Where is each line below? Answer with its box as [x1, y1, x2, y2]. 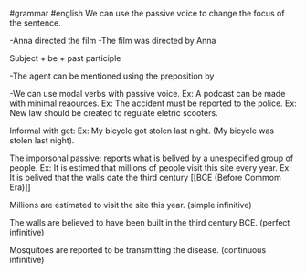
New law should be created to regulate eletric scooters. [9, 108, 218, 118]
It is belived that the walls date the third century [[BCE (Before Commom [9, 173, 281, 183]
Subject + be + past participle [9, 53, 121, 63]
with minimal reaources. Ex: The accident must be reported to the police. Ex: [9, 98, 297, 109]
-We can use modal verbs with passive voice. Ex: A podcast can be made [9, 89, 286, 99]
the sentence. [9, 17, 61, 28]
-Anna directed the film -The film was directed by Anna [9, 36, 216, 46]
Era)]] [9, 182, 31, 193]
